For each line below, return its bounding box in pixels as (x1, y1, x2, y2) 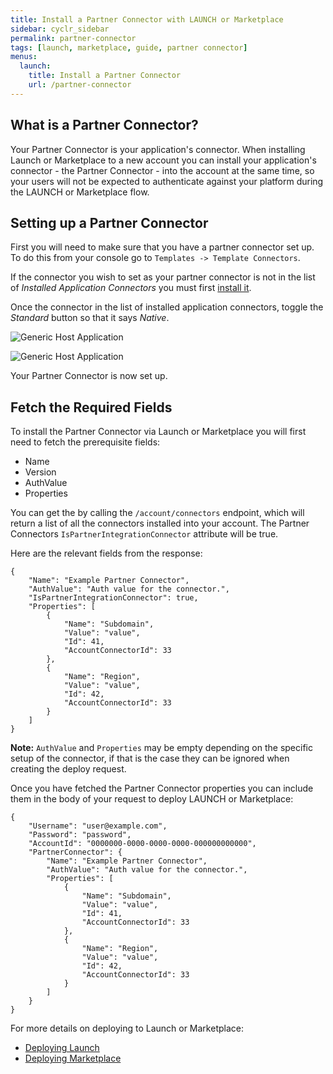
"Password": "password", (28, 830, 132, 840)
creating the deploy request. (10, 763, 127, 775)
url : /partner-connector (28, 80, 132, 90)
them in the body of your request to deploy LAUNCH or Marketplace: (10, 793, 294, 805)
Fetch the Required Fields (10, 399, 173, 416)
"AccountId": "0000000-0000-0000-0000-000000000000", (28, 839, 257, 849)
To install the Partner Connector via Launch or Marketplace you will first (10, 426, 307, 438)
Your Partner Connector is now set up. (10, 370, 168, 382)
